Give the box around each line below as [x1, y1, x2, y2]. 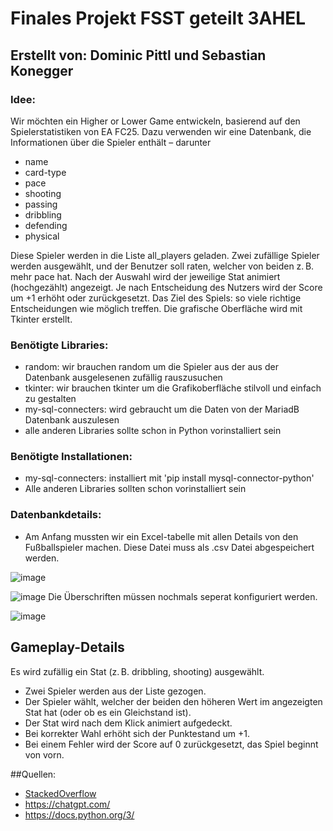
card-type [24, 166, 67, 178]
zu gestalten [24, 393, 77, 405]
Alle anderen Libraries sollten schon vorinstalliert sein [24, 483, 247, 495]
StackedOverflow [24, 787, 97, 799]
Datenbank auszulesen [24, 414, 120, 426]
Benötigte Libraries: [10, 338, 109, 352]
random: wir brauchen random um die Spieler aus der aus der [24, 361, 279, 373]
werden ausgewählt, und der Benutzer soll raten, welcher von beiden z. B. [10, 260, 315, 272]
